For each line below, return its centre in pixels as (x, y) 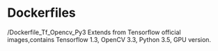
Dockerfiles (42, 13)
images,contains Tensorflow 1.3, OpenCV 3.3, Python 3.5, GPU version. (109, 39)
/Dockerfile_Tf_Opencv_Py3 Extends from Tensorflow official (94, 32)
